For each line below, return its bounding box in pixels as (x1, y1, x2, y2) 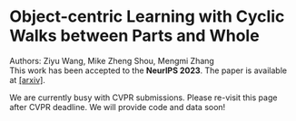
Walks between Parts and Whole (9, 25, 261, 46)
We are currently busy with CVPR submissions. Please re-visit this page (9, 92, 278, 103)
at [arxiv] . (9, 74, 45, 85)
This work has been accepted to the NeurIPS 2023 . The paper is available (9, 65, 288, 76)
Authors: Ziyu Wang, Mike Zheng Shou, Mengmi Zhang (9, 55, 215, 66)
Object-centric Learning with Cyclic (9, 6, 285, 27)
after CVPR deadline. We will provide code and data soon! (9, 101, 226, 112)
